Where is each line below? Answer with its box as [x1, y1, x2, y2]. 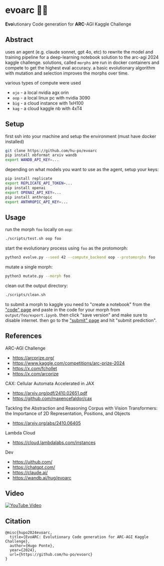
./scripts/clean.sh [5, 292, 46, 297]
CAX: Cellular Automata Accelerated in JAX [5, 380, 94, 386]
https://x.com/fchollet [12, 365, 57, 371]
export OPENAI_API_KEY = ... [5, 190, 61, 195]
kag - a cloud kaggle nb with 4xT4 [12, 105, 82, 111]
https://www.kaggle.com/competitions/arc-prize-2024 [12, 360, 125, 366]
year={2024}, [9, 547, 37, 553]
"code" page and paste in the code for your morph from [5, 306, 120, 312]
